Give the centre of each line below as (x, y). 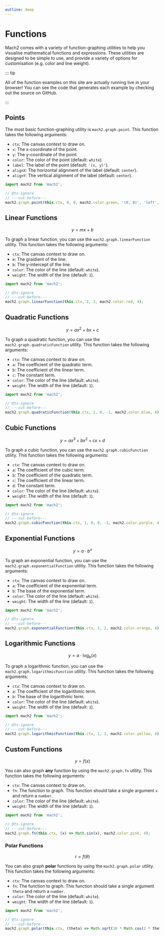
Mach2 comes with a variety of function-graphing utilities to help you (75, 48)
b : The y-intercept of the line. (41, 264)
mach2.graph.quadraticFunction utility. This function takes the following (77, 344)
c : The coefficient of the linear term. (48, 480)
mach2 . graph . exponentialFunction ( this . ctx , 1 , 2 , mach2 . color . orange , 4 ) (82, 628)
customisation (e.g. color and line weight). (48, 63)
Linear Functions (31, 218)
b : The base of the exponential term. (49, 591)
